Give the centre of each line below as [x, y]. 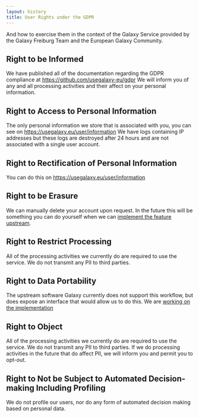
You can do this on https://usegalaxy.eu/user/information [76, 177]
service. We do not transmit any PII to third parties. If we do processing [93, 347]
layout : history [26, 12]
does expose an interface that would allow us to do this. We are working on [98, 301]
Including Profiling [71, 388]
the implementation [30, 308]
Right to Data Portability [51, 281]
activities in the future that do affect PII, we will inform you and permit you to [99, 354]
